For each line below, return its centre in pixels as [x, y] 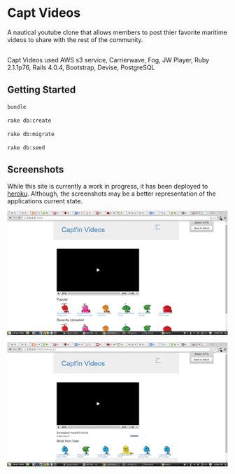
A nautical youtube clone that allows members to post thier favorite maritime [117, 32]
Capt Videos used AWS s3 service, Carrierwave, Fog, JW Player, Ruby [108, 60]
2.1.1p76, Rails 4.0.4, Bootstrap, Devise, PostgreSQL [81, 67]
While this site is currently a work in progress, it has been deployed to [108, 186]
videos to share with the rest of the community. [75, 39]
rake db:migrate [31, 135]
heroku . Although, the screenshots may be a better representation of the [112, 194]
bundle [17, 107]
